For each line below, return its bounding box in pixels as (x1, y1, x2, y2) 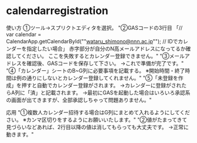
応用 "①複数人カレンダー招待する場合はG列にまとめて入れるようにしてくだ (6, 108, 191, 115)
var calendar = (6, 30, 42, 38)
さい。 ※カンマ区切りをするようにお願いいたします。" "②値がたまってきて (6, 116, 188, 123)
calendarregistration (6, 4, 108, 18)
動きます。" (6, 131, 34, 138)
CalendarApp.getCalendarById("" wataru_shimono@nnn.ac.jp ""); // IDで (6, 38, 178, 45)
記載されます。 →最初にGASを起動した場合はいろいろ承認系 (45, 89, 191, 96)
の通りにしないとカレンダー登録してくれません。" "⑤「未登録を (21, 74, 179, 81)
